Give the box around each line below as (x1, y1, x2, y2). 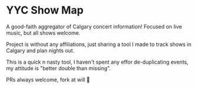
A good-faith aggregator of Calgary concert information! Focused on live (6, 23, 182, 30)
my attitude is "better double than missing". (6, 64, 111, 71)
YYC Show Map (6, 4, 84, 17)
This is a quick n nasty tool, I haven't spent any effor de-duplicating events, (6, 58, 189, 65)
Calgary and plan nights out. (6, 47, 75, 54)
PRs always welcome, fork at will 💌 (6, 76, 90, 83)
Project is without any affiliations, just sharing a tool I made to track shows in (6, 41, 192, 48)
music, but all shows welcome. (6, 29, 81, 36)
